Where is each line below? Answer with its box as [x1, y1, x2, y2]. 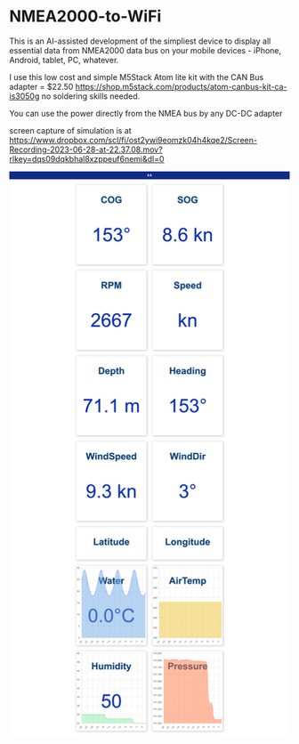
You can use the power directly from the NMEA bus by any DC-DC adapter [9, 108, 283, 118]
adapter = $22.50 [9, 81, 74, 92]
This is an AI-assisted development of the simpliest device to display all [9, 36, 271, 46]
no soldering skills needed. [41, 91, 141, 101]
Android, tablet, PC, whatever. [9, 54, 119, 65]
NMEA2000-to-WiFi [9, 6, 162, 27]
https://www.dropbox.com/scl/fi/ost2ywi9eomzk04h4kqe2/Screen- [9, 134, 258, 145]
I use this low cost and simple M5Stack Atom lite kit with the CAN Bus [9, 71, 264, 82]
